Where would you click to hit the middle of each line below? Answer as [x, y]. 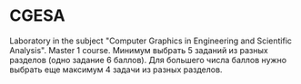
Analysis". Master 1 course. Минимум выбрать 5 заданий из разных [139, 50]
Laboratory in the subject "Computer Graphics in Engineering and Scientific [151, 41]
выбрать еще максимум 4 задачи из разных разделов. [116, 70]
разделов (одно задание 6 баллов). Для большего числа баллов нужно [148, 60]
